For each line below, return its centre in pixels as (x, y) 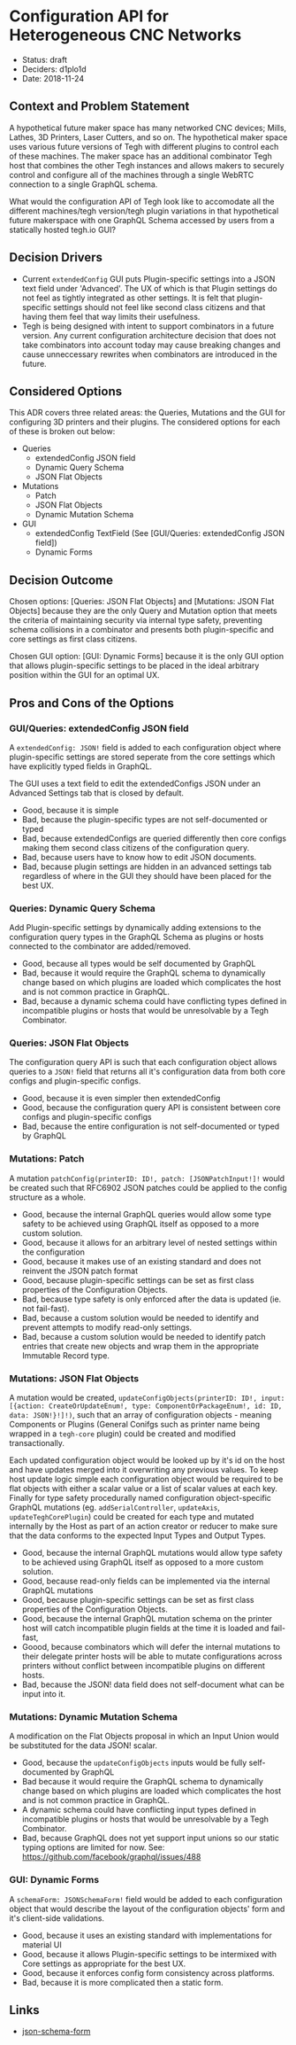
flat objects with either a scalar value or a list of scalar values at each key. (144, 1489)
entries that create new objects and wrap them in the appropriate (140, 1346)
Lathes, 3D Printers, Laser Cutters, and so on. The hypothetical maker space (148, 137)
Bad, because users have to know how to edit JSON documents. (139, 857)
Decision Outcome (61, 580)
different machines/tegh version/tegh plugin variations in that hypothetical (144, 211)
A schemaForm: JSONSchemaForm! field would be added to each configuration (146, 1899)
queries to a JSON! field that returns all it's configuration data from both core (147, 1072)
